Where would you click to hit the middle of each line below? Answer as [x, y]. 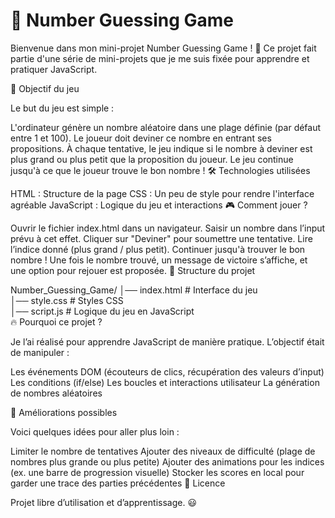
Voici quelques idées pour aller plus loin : [95, 431]
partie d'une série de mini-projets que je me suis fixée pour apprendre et [160, 58]
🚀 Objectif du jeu [45, 88]
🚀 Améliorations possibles [64, 412]
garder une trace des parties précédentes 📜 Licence [118, 483]
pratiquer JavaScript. [54, 69]
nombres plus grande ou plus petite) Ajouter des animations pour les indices [167, 461]
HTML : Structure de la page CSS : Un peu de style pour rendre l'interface [162, 193]
